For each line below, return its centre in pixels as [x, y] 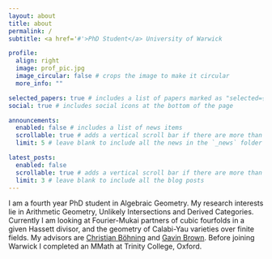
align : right [38, 61]
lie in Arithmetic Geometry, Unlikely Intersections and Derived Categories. [131, 212]
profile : [23, 54]
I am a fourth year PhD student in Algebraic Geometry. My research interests [136, 203]
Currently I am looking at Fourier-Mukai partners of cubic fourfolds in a [127, 221]
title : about [30, 24]
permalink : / [30, 31]
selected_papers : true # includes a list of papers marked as [115, 98]
